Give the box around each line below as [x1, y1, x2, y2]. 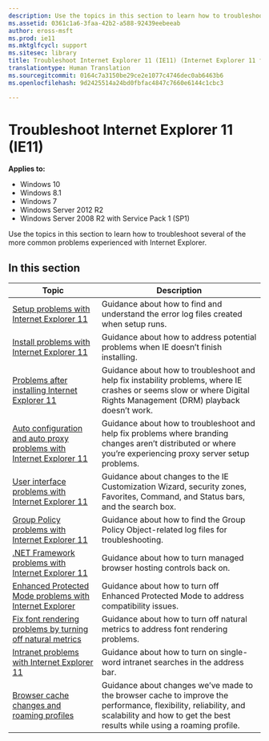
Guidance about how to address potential [101, 332, 257, 343]
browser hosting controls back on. [101, 563, 231, 574]
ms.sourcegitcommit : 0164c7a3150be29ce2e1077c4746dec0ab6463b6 [8, 71, 224, 79]
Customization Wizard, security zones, [101, 481, 247, 492]
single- [219, 647, 248, 658]
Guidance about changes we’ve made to [101, 680, 254, 691]
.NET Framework [12, 548, 76, 559]
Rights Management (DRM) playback [101, 395, 240, 406]
